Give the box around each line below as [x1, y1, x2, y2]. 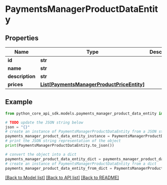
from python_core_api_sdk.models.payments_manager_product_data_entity [5, 111, 157, 116]
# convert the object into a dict [5, 152, 77, 157]
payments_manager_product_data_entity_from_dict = [5, 166, 112, 171]
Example [5, 98, 33, 106]
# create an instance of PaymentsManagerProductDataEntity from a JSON [5, 129, 157, 134]
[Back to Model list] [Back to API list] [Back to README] [5, 175, 119, 181]
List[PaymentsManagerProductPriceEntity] [40, 81, 145, 88]
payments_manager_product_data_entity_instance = [5, 134, 110, 139]
